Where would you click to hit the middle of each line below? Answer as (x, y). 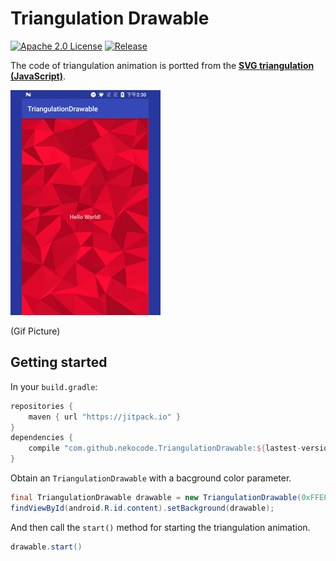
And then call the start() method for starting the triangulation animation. (160, 527)
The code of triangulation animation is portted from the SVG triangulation (162, 65)
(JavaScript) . (38, 76)
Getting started (59, 362)
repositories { (42, 406)
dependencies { (42, 438)
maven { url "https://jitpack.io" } (105, 417)
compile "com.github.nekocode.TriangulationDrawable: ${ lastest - (165, 448)
